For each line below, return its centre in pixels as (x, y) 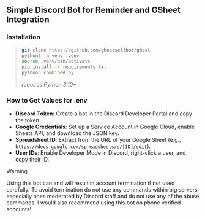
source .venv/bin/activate (56, 61)
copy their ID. (32, 160)
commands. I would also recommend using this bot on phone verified (94, 203)
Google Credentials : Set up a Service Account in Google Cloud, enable (105, 127)
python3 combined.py (47, 73)
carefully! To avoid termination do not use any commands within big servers (102, 190)
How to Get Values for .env (47, 100)
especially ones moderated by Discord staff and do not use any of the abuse (103, 197)
